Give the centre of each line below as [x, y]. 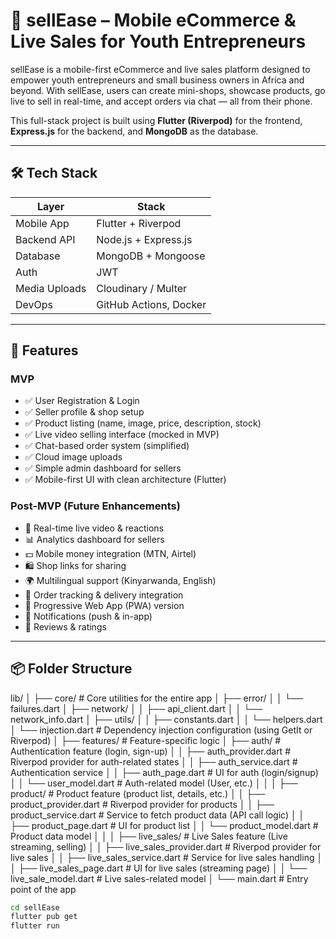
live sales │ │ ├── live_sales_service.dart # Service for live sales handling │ [166, 857]
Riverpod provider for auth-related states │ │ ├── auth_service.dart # [154, 761]
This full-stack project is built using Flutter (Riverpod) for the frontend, [156, 120]
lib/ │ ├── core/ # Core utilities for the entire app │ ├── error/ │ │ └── [157, 698]
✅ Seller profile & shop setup [84, 412]
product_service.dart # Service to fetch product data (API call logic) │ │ [157, 815]
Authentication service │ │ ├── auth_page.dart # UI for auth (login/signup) [164, 772]
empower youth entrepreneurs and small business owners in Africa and [157, 80]
